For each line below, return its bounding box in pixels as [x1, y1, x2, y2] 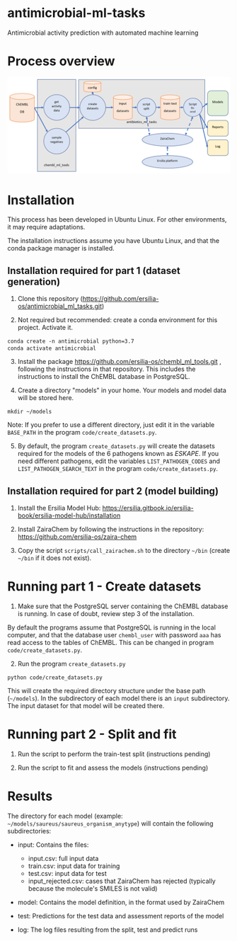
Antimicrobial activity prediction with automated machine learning [7, 28, 199, 37]
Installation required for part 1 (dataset [7, 264, 180, 277]
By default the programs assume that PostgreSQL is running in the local [7, 623, 216, 632]
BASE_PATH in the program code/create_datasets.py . [7, 428, 157, 437]
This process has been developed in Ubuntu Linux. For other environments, [7, 215, 227, 224]
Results [7, 788, 53, 804]
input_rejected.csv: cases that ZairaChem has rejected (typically [28, 877, 216, 885]
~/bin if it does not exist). [17, 554, 92, 562]
